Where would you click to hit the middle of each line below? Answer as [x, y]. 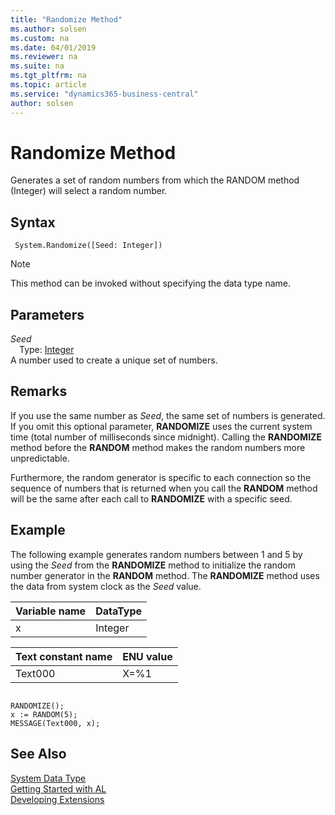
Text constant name [64, 656]
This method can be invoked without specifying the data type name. [151, 283]
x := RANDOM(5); [44, 714]
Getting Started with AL [58, 788]
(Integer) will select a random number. [89, 191]
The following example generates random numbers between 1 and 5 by [156, 554]
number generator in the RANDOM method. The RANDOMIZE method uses [165, 575]
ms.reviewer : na [44, 57]
